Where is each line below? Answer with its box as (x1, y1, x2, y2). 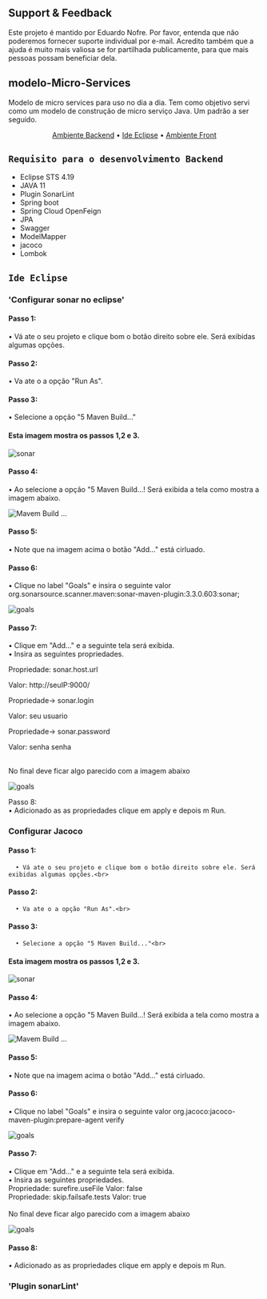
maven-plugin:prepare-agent (8, 1115, 104, 1125)
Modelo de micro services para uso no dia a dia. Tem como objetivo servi (8, 98, 250, 107)
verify (105, 1115, 125, 1125)
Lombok (19, 249, 48, 258)
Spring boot (19, 198, 59, 207)
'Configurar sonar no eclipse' (8, 294, 126, 305)
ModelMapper (19, 232, 67, 242)
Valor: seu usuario (8, 711, 68, 721)
